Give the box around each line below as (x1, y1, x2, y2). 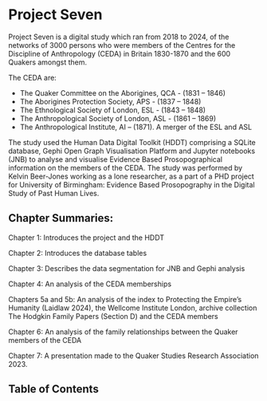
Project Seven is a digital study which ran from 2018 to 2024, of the (8, 32, 230, 41)
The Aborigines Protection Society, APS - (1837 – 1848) (19, 96, 202, 106)
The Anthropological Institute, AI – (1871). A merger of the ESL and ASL (19, 122, 253, 132)
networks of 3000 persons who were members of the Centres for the (8, 40, 236, 49)
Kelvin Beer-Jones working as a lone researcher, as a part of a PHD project (8, 171, 255, 181)
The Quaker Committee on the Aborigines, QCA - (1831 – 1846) (19, 88, 226, 97)
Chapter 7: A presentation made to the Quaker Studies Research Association (8, 351, 259, 360)
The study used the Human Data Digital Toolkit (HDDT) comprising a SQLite (8, 137, 257, 147)
